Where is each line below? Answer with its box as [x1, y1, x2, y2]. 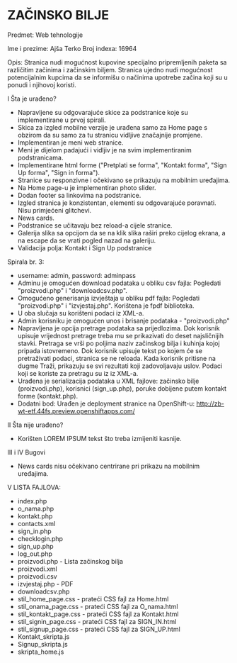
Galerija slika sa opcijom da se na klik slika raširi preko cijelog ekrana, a [17, 228, 226, 237]
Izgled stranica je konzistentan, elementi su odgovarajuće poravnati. [17, 199, 217, 207]
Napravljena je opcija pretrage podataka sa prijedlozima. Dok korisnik [17, 323, 221, 333]
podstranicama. [17, 153, 64, 162]
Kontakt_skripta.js [17, 632, 70, 641]
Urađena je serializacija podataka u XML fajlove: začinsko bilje [17, 377, 200, 385]
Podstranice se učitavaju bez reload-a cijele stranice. [17, 221, 173, 230]
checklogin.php [17, 534, 64, 542]
